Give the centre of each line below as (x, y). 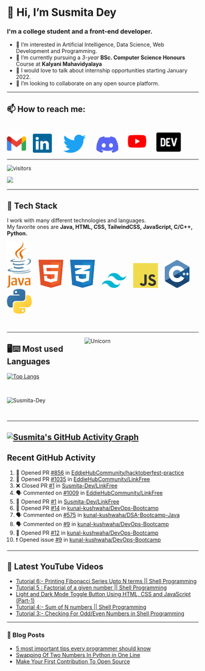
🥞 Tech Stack (32, 206)
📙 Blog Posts (26, 635)
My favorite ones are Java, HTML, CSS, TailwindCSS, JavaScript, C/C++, (100, 227)
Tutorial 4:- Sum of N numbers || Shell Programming (81, 607)
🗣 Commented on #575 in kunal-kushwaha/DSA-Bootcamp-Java (98, 515)
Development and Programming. (56, 51)
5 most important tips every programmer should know (83, 648)
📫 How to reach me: (46, 109)
